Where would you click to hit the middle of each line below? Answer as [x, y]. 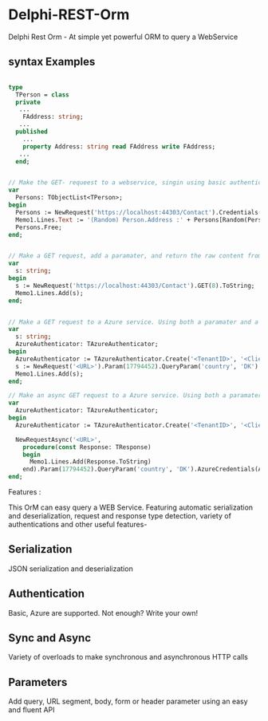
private [28, 102]
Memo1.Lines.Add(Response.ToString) [90, 462]
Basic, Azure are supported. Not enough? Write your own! [103, 613]
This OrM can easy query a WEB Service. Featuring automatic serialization [131, 507]
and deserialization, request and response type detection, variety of [120, 516]
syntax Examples [52, 62]
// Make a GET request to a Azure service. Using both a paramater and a [134, 322]
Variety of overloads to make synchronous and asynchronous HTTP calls [128, 657]
